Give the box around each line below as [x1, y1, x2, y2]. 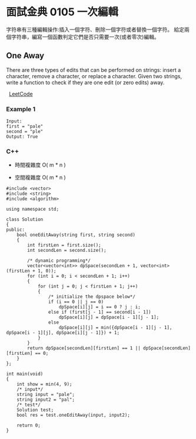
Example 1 [6, 105, 36, 113]
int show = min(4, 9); [16, 381, 72, 387]
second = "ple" [6, 129, 44, 135]
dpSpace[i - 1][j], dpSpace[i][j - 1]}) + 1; [6, 330, 119, 336]
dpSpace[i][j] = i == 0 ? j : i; [58, 304, 141, 310]
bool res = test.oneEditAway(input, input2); [16, 413, 131, 418]
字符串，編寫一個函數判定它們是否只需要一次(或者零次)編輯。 [11, 33, 160, 40]
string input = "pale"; [16, 392, 75, 398]
